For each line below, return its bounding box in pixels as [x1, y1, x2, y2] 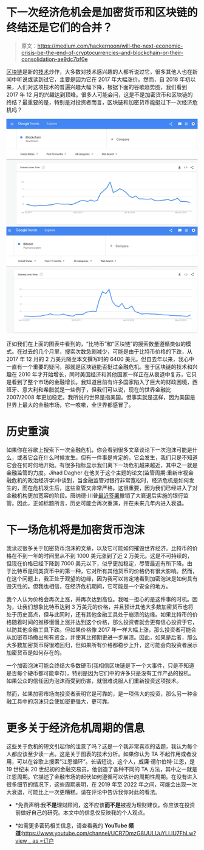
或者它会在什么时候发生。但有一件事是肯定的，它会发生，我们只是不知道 [16, 454, 198, 461]
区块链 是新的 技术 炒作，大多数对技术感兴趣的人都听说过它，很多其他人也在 [6, 68, 192, 75]
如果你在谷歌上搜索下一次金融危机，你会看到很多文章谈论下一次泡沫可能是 [6, 446, 192, 453]
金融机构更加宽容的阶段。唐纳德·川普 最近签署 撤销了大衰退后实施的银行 [6, 491, 184, 499]
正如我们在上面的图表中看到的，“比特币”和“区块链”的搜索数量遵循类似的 [6, 340, 186, 348]
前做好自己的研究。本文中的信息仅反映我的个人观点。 [15, 809, 149, 816]
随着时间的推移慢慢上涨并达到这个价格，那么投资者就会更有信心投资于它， [11, 618, 198, 626]
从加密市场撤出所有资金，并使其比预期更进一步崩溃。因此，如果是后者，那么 [6, 634, 198, 641]
